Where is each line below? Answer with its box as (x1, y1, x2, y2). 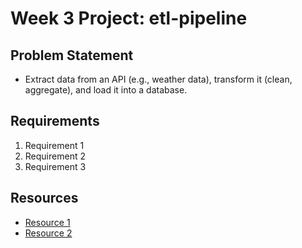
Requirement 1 (24, 139, 85, 151)
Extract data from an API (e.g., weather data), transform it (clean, (24, 73, 293, 85)
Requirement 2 (24, 150, 86, 162)
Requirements (10, 113, 100, 130)
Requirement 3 (24, 160, 87, 172)
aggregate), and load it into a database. (24, 84, 188, 96)
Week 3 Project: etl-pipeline (10, 7, 248, 30)
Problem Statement (10, 47, 134, 64)
